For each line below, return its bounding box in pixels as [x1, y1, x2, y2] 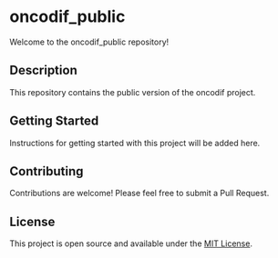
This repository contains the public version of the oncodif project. [9, 86, 256, 97]
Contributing [9, 164, 84, 179]
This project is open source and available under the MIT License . [9, 238, 253, 249]
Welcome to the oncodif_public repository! [9, 36, 170, 47]
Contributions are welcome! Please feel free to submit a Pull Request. [9, 188, 270, 199]
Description [9, 63, 77, 78]
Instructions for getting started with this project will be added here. [9, 137, 261, 148]
